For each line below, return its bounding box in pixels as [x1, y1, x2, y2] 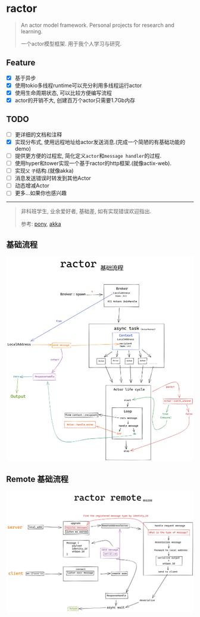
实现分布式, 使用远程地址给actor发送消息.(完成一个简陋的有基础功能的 [14, 138, 186, 145]
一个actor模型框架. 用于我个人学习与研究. [20, 40, 122, 47]
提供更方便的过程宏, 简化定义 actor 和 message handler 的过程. [14, 152, 162, 159]
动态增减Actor [14, 182, 49, 189]
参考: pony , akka [20, 220, 61, 228]
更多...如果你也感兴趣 [14, 189, 67, 197]
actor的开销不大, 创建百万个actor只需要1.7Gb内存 [14, 96, 136, 104]
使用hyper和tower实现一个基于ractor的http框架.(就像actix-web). [14, 160, 172, 167]
